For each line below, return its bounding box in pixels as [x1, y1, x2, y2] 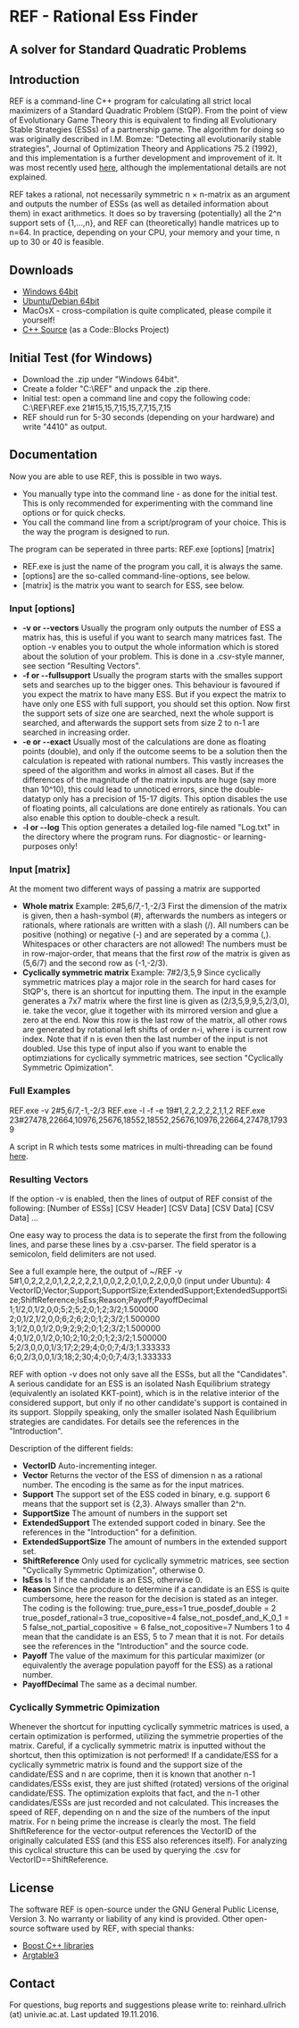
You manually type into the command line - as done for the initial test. [21, 488, 278, 499]
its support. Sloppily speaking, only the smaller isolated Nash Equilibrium [9, 1407, 277, 1418]
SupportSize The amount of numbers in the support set [21, 1508, 228, 1519]
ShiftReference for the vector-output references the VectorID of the [9, 1826, 257, 1837]
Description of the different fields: [9, 1443, 134, 1454]
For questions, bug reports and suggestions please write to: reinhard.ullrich [9, 1999, 287, 2010]
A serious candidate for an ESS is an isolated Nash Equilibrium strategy [9, 1378, 270, 1389]
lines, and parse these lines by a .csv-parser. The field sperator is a [9, 1240, 257, 1250]
